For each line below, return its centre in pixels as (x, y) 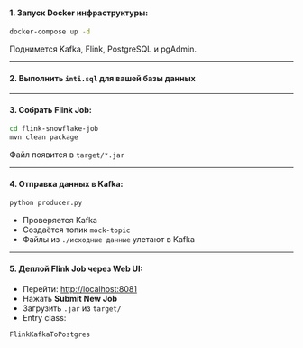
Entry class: (44, 317)
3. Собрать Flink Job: (50, 109)
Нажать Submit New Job (70, 298)
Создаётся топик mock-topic (76, 230)
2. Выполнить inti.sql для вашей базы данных (102, 78)
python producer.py (46, 203)
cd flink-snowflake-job (54, 129)
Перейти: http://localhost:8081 (80, 288)
